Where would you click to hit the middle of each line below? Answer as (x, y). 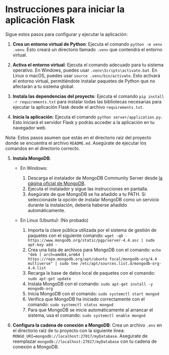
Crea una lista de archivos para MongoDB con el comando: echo (94, 250)
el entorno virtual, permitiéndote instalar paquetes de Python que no (84, 81)
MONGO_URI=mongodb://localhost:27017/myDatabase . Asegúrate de (80, 336)
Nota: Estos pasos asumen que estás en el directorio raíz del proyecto (78, 137)
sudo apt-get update (49, 279)
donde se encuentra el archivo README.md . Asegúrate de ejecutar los (76, 143)
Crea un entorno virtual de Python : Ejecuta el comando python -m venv (87, 44)
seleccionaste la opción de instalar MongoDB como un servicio (93, 199)
